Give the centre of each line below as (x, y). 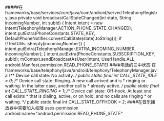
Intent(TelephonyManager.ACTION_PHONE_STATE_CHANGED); (69, 28)
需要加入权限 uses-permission (48, 108)
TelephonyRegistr (140, 13)
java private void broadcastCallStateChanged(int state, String (70, 18)
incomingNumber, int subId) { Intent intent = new (54, 23)
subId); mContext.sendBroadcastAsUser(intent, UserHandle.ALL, (70, 59)
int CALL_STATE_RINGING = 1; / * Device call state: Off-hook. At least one (78, 91)
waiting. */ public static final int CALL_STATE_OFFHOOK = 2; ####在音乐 (78, 102)
